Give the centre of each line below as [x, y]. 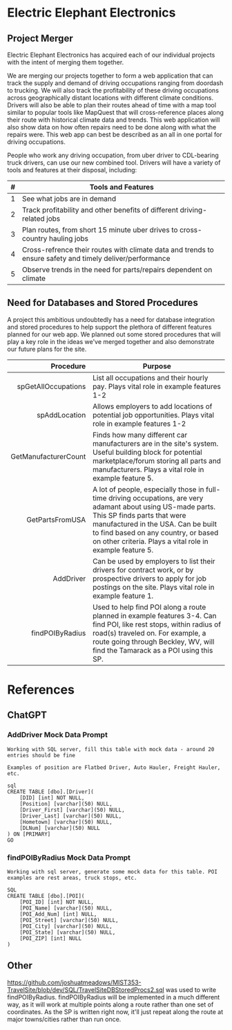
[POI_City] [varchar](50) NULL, [66, 926]
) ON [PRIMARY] [29, 834]
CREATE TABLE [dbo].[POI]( [46, 896]
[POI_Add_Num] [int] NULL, [58, 914]
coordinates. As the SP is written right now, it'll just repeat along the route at [115, 1011]
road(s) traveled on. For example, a [149, 633]
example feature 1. [123, 595]
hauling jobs [68, 238]
